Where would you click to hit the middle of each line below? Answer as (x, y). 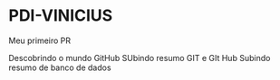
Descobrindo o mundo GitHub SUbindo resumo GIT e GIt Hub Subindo (140, 58)
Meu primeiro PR (40, 40)
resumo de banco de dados (60, 67)
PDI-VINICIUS (61, 16)
